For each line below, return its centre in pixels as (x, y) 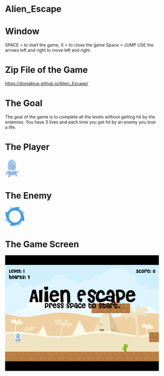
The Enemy (29, 196)
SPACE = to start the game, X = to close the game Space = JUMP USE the (79, 45)
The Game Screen (42, 245)
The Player (27, 147)
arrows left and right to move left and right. (48, 50)
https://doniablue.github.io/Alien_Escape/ (47, 84)
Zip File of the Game (46, 70)
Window (22, 32)
